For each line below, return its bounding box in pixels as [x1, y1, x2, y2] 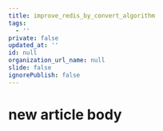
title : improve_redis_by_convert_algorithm [8, 11, 156, 20]
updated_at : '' [8, 42, 59, 50]
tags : [8, 19, 26, 27]
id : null [8, 49, 38, 57]
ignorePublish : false [8, 71, 81, 79]
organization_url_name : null [8, 57, 105, 65]
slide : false [8, 64, 52, 72]
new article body [8, 105, 122, 124]
